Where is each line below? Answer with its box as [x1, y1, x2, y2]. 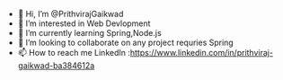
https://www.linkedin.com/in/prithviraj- [129, 48, 274, 58]
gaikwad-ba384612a [17, 60, 95, 71]
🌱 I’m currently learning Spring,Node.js [17, 28, 162, 38]
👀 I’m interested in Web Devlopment [17, 18, 151, 29]
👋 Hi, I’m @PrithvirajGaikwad [17, 9, 124, 19]
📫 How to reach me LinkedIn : [17, 48, 130, 58]
